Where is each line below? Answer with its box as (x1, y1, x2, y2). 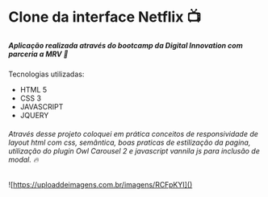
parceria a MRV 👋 (8, 49, 69, 59)
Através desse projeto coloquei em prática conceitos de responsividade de (8, 129, 258, 138)
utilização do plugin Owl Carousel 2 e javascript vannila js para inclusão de (8, 146, 261, 155)
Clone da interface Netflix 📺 (8, 8, 202, 27)
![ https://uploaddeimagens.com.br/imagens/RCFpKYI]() (8, 180, 193, 190)
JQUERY (19, 111, 49, 121)
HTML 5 (19, 85, 48, 95)
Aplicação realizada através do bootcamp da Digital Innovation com (8, 40, 244, 50)
